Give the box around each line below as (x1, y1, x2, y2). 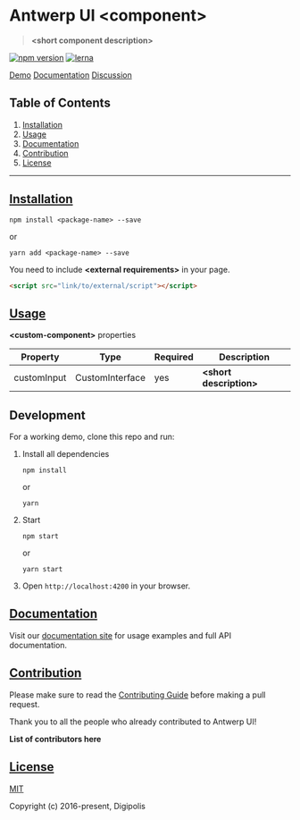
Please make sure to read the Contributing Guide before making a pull (9, 689, 266, 700)
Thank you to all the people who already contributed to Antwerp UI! (9, 716, 257, 727)
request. (9, 698, 40, 709)
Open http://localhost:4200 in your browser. (21, 580, 190, 591)
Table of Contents (9, 96, 112, 111)
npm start (21, 532, 60, 541)
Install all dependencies (21, 449, 110, 460)
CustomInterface (74, 372, 146, 385)
